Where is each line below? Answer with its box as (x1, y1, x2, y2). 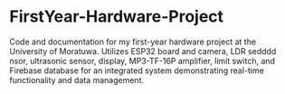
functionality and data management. (9, 74, 145, 85)
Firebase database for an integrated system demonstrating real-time (9, 65, 264, 76)
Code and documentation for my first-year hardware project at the (9, 36, 256, 47)
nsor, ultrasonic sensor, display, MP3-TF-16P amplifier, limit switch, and (9, 55, 276, 66)
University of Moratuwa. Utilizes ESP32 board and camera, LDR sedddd (9, 45, 277, 56)
